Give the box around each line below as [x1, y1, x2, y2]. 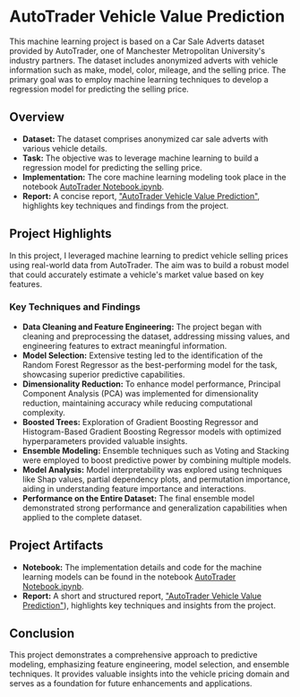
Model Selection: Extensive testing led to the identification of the [21, 350, 263, 361]
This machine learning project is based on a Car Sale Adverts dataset [9, 36, 265, 47]
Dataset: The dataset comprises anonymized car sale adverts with [21, 133, 269, 144]
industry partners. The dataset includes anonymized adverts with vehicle [9, 55, 279, 65]
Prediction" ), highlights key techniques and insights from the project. [21, 599, 276, 611]
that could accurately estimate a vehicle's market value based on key [9, 269, 264, 280]
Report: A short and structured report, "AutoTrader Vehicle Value [21, 590, 262, 601]
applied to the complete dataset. [21, 511, 142, 522]
